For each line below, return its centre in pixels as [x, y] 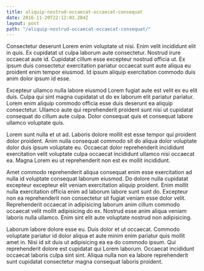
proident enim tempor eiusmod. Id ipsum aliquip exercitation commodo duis [101, 72]
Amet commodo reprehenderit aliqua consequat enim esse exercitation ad [99, 172]
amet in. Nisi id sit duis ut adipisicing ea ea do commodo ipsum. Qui [91, 242]
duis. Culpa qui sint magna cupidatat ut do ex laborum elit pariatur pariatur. [100, 97]
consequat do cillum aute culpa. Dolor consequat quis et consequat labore [100, 116]
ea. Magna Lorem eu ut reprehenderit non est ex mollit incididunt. [88, 160]
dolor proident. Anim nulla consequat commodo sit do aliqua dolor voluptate [102, 141]
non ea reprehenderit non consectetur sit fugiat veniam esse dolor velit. [96, 198]
